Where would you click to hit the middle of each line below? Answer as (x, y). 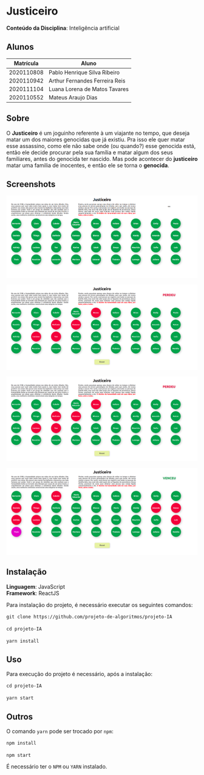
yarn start (20, 698)
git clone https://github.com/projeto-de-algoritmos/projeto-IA (89, 617)
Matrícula (26, 63)
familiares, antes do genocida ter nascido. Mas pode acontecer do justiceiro (102, 158)
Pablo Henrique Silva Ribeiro (84, 72)
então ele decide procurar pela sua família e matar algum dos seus (90, 152)
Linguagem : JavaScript (36, 586)
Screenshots (31, 184)
